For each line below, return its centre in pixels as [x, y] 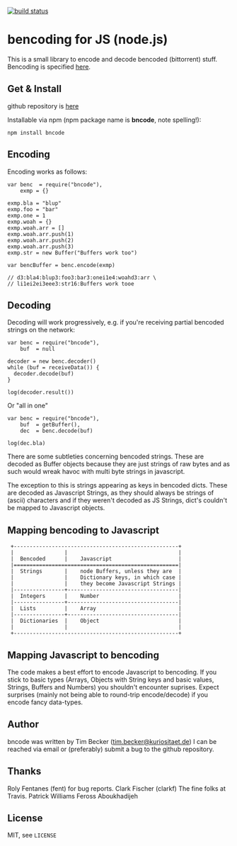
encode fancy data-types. [45, 702]
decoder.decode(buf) [44, 374]
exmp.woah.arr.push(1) [41, 234]
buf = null [37, 349]
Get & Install [35, 89]
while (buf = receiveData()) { [53, 368]
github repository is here [43, 106]
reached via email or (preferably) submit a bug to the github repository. [111, 749]
